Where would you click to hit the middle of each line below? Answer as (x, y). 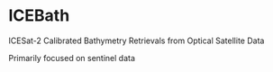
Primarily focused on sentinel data (72, 58)
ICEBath (39, 16)
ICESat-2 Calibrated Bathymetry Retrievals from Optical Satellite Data (136, 40)
